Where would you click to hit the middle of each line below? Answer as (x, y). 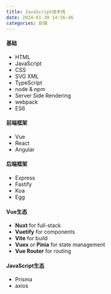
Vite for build (31, 238)
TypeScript (28, 83)
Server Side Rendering (43, 95)
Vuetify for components (45, 232)
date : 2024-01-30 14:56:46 (40, 18)
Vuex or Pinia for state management (60, 244)
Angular (25, 149)
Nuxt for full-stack (38, 225)
